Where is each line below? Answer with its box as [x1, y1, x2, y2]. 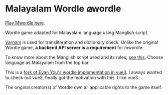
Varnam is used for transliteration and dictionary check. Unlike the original [5, 39, 158, 45]
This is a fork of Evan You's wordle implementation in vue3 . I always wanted [5, 69, 162, 75]
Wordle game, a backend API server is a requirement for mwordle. [5, 44, 144, 50]
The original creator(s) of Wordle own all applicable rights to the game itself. [5, 84, 162, 90]
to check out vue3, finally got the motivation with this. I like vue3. [5, 74, 139, 80]
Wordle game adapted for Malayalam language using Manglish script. [5, 29, 149, 35]
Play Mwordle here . [5, 19, 45, 25]
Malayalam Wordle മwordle [5, 3, 121, 14]
